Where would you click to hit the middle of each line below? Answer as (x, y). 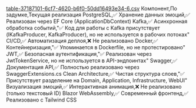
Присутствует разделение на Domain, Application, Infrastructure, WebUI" (97, 80)
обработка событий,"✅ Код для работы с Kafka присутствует (83, 28)
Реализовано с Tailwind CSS (41, 100)
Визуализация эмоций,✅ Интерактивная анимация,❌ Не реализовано (94, 87)
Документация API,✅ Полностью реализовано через (73, 67)
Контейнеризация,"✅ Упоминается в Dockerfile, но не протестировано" (96, 47)
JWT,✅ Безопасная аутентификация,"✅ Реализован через (79, 54)
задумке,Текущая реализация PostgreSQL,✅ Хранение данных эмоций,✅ (98, 15)
